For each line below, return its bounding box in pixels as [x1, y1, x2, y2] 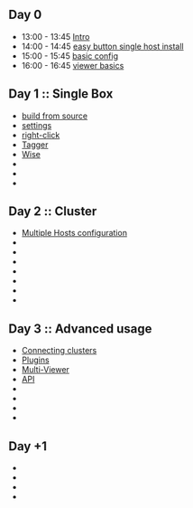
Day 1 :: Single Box [8, 86, 114, 102]
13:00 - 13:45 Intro [21, 31, 90, 42]
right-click [21, 129, 60, 140]
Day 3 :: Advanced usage [8, 321, 152, 336]
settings [21, 119, 52, 130]
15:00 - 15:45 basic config [21, 50, 119, 61]
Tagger [21, 139, 49, 150]
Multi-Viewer [21, 364, 69, 375]
